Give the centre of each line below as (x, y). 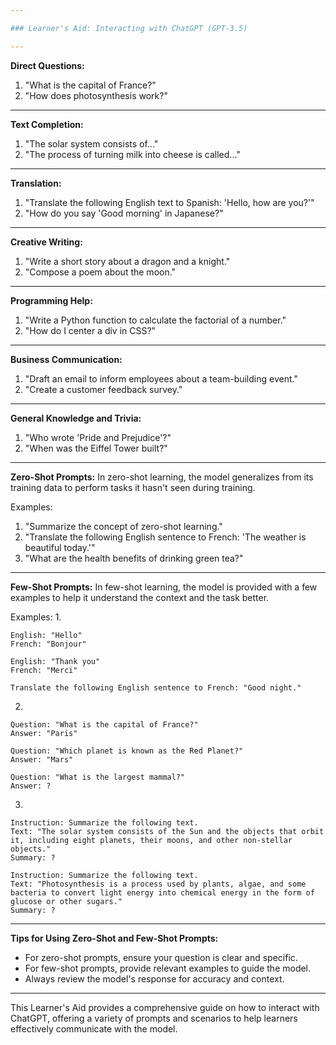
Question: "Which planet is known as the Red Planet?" (127, 751)
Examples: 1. (36, 617)
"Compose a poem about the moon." (100, 272)
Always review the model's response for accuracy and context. (154, 978)
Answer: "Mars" (42, 759)
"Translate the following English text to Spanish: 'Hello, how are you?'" (169, 202)
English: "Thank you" (55, 661)
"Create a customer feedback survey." (103, 389)
